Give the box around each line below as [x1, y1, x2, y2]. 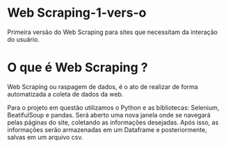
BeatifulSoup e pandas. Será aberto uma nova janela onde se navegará [7, 110, 211, 119]
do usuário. [7, 35, 40, 43]
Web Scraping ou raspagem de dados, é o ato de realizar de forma [7, 82, 198, 91]
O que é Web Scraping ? [7, 60, 148, 76]
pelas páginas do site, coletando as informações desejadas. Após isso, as [7, 118, 219, 126]
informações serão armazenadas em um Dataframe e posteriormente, [7, 125, 207, 133]
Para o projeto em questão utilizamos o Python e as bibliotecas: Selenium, [7, 103, 220, 112]
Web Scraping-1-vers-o [7, 5, 147, 21]
